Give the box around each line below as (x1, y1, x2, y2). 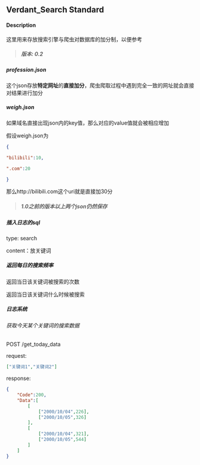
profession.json (6, 66, 47, 73)
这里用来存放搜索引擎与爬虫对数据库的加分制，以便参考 (6, 35, 142, 43)
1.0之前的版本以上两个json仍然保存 (20, 203, 107, 210)
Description (6, 21, 36, 29)
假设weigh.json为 (6, 132, 49, 139)
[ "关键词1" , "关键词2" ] (6, 364, 57, 370)
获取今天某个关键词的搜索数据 (6, 322, 79, 329)
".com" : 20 (6, 165, 31, 171)
